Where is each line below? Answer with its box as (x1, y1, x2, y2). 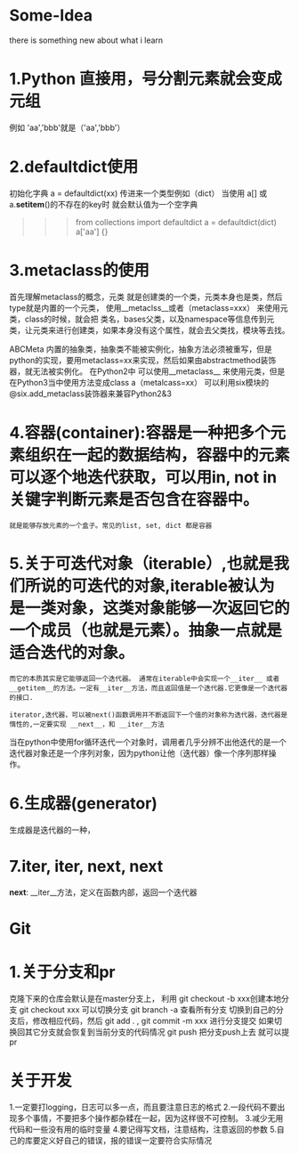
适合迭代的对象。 (9, 642, 135, 662)
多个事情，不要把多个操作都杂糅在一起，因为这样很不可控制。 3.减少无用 (16, 1112, 284, 1123)
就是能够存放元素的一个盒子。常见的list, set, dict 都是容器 (9, 521, 213, 530)
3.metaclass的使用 (9, 260, 149, 280)
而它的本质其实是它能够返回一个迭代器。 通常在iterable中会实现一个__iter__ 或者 (9, 674, 280, 683)
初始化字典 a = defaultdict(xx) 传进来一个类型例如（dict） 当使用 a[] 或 (9, 188, 268, 199)
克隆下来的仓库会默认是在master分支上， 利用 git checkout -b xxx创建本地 (9, 993, 282, 1004)
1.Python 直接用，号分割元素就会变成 (9, 69, 282, 89)
